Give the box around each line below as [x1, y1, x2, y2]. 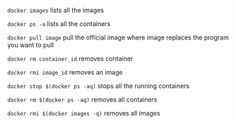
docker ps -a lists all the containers [7, 20, 111, 27]
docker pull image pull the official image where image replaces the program [7, 33, 230, 42]
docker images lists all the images [7, 6, 105, 14]
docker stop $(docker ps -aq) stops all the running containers [7, 82, 189, 90]
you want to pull [7, 41, 54, 49]
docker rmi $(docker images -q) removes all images [7, 109, 160, 117]
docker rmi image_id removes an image [7, 68, 123, 76]
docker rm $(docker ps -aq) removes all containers [7, 95, 158, 104]
